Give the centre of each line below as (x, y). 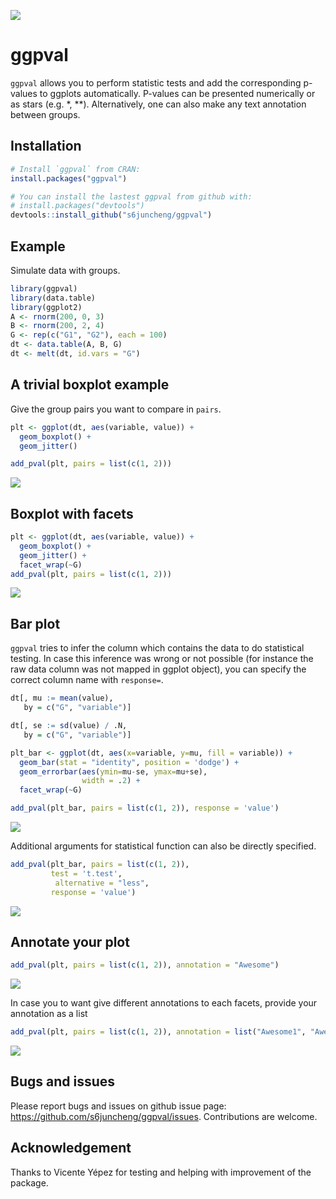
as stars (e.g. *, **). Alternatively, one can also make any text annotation (158, 104)
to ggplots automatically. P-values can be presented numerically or (177, 93)
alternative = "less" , (102, 883)
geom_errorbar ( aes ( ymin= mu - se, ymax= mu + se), (113, 771)
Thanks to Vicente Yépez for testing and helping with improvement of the (161, 1172)
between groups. (45, 114)
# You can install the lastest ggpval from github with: (131, 196)
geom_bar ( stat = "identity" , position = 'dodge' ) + (129, 762)
